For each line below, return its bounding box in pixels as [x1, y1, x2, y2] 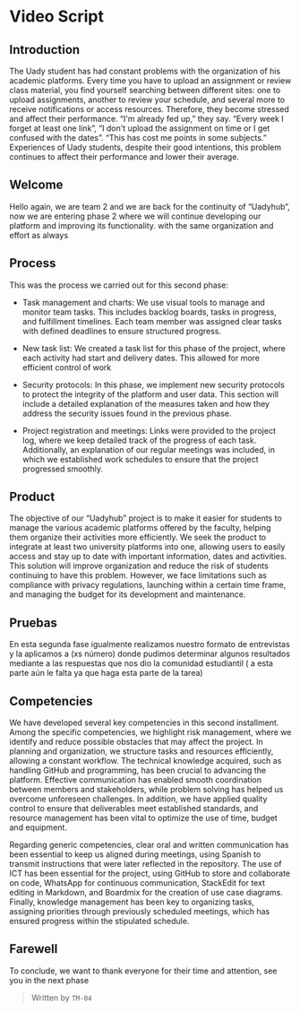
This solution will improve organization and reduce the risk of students [9, 560, 269, 571]
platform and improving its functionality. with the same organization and [9, 220, 274, 230]
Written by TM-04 [30, 992, 92, 1003]
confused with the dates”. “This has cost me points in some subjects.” [9, 133, 267, 143]
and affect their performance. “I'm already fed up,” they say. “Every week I [9, 114, 284, 124]
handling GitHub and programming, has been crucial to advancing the [9, 765, 267, 776]
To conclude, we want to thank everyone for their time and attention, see [9, 965, 278, 976]
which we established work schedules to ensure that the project [21, 454, 259, 464]
